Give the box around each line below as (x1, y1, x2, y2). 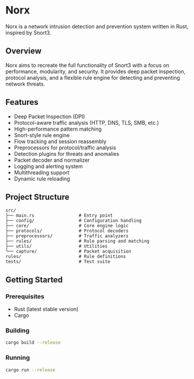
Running (5, 354, 30, 362)
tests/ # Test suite (5, 259, 110, 265)
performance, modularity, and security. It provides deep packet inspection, (5, 68, 186, 75)
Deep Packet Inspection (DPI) (13, 112, 85, 120)
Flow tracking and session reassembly (13, 138, 106, 145)
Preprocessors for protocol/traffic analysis (13, 144, 116, 151)
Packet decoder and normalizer (13, 156, 90, 163)
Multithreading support (13, 169, 70, 176)
